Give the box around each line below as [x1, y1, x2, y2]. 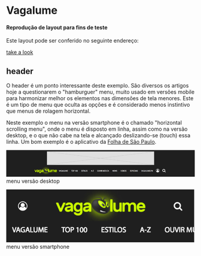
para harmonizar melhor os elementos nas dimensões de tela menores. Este [6, 95, 194, 102]
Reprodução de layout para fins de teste [6, 23, 108, 31]
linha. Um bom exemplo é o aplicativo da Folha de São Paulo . [6, 138, 157, 146]
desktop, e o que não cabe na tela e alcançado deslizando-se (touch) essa [6, 132, 191, 139]
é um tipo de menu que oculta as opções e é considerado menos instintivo [6, 101, 190, 109]
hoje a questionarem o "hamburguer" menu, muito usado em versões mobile [6, 88, 195, 96]
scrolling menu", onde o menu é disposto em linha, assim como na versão [6, 125, 188, 132]
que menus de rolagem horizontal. [6, 107, 91, 115]
